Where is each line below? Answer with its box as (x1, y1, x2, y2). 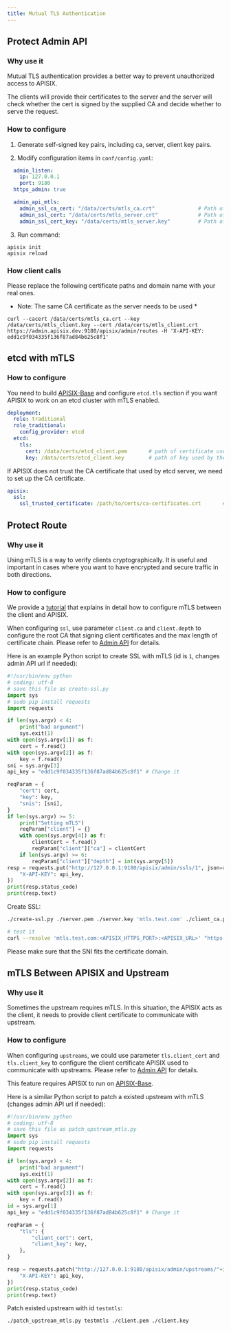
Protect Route (7, 519, 67, 531)
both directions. (7, 570, 52, 578)
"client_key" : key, (32, 1241, 88, 1248)
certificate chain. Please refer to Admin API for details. (7, 639, 161, 647)
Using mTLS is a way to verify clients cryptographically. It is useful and (7, 555, 208, 564)
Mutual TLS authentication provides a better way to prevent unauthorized (7, 72, 214, 80)
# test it (7, 928, 36, 935)
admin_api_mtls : (13, 199, 60, 206)
